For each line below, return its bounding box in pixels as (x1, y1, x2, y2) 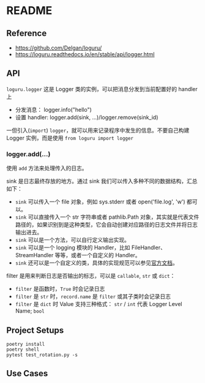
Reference (6, 28, 47, 38)
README (6, 4, 53, 18)
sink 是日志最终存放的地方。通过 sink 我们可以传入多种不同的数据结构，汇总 (6, 178, 198, 185)
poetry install (6, 341, 45, 347)
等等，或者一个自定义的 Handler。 (54, 252, 141, 259)
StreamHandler (15, 252, 54, 259)
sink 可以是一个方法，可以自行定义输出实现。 (15, 236, 130, 244)
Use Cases (6, 368, 48, 379)
